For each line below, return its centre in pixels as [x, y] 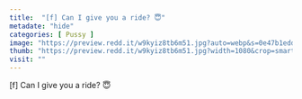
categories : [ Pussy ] [52, 34]
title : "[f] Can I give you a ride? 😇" [88, 18]
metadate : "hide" [42, 26]
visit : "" [28, 59]
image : [22, 43]
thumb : [22, 51]
